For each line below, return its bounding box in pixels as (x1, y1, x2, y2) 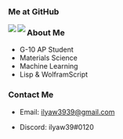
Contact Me (8, 89, 54, 100)
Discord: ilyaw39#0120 (19, 122, 94, 131)
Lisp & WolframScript (19, 69, 89, 80)
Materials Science (19, 53, 78, 62)
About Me (27, 27, 65, 37)
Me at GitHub (8, 6, 60, 17)
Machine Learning (19, 62, 78, 71)
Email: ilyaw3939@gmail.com (19, 107, 115, 116)
